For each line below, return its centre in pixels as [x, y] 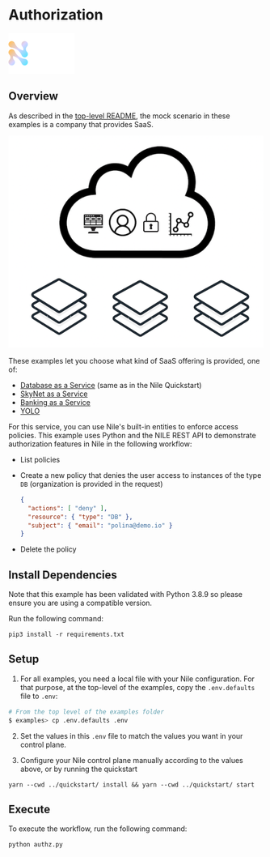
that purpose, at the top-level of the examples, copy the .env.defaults [137, 687]
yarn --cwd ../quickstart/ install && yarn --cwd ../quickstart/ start [131, 785]
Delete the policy [48, 549]
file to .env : [39, 696]
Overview [34, 96]
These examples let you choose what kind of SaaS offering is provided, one [134, 360]
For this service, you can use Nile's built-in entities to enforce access [123, 426]
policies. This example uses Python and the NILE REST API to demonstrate [132, 435]
